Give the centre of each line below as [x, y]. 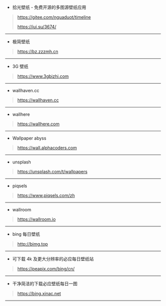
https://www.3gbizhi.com [43, 76]
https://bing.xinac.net [39, 293]
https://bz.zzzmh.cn [38, 51]
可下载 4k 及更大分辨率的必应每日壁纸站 [53, 259]
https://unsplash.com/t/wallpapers [52, 172]
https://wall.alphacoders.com [47, 148]
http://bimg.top [33, 244]
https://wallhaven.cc [38, 100]
